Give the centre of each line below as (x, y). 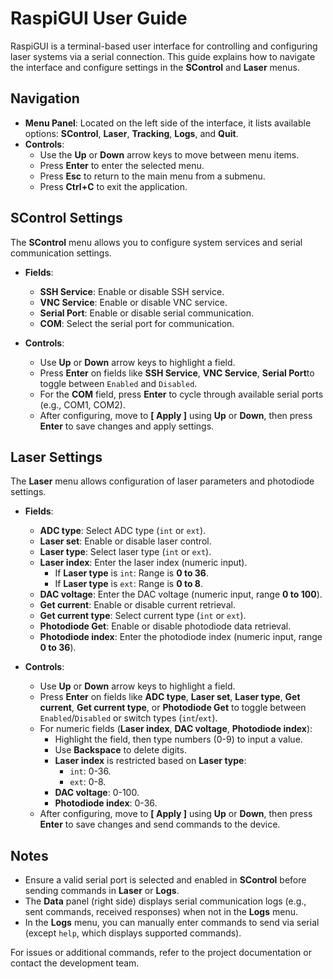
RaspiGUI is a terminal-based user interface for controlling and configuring (164, 46)
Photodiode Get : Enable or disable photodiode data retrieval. (165, 626)
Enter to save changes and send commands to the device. (160, 824)
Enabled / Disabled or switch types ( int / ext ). (128, 718)
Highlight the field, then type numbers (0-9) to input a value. (178, 739)
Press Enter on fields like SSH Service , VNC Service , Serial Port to (177, 373)
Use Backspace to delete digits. (120, 750)
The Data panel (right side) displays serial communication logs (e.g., (165, 901)
